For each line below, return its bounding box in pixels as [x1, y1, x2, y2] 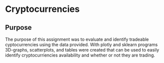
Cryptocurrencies [5, 3, 80, 15]
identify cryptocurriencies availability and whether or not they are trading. [5, 52, 156, 58]
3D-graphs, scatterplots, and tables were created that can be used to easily [5, 47, 160, 53]
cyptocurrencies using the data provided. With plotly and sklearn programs [5, 42, 158, 48]
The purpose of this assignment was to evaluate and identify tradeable [5, 36, 149, 42]
